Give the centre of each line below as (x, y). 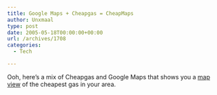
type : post (23, 26)
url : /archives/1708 (37, 39)
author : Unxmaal (30, 20)
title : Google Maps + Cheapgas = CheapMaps (71, 13)
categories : (24, 45)
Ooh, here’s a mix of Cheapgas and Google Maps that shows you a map (109, 77)
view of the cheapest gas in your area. (62, 84)
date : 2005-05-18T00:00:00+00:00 (55, 32)
